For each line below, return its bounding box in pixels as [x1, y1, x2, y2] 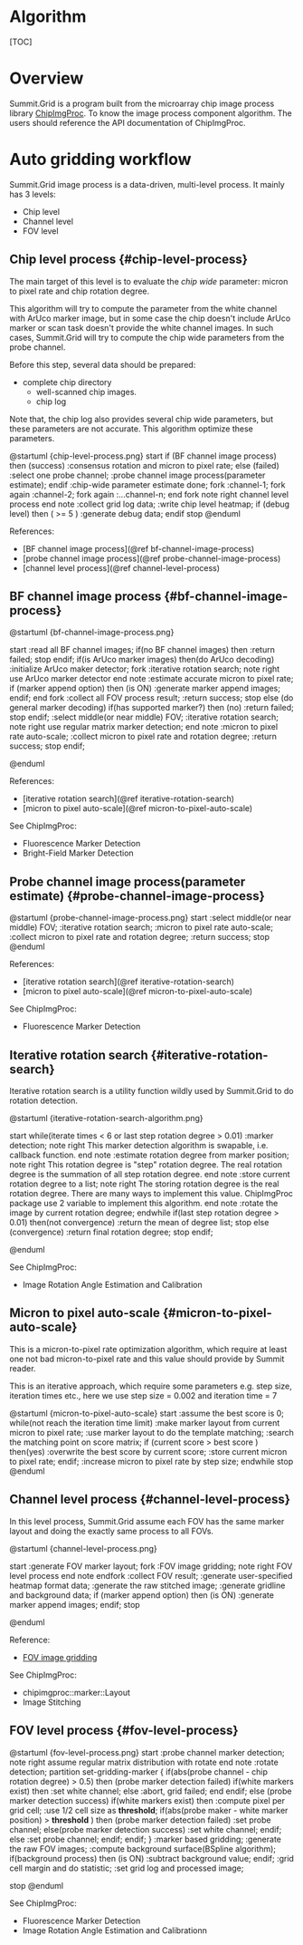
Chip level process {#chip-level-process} [9, 252, 249, 267]
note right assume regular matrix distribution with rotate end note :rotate [9, 1756, 279, 1767]
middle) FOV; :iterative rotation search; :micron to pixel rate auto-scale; [9, 922, 274, 933]
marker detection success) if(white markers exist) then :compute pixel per [9, 1795, 285, 1805]
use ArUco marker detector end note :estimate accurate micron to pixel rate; [9, 673, 294, 684]
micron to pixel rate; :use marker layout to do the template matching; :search [9, 1427, 294, 1437]
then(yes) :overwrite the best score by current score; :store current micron [9, 1446, 288, 1456]
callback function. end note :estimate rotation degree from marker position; [9, 1149, 289, 1161]
